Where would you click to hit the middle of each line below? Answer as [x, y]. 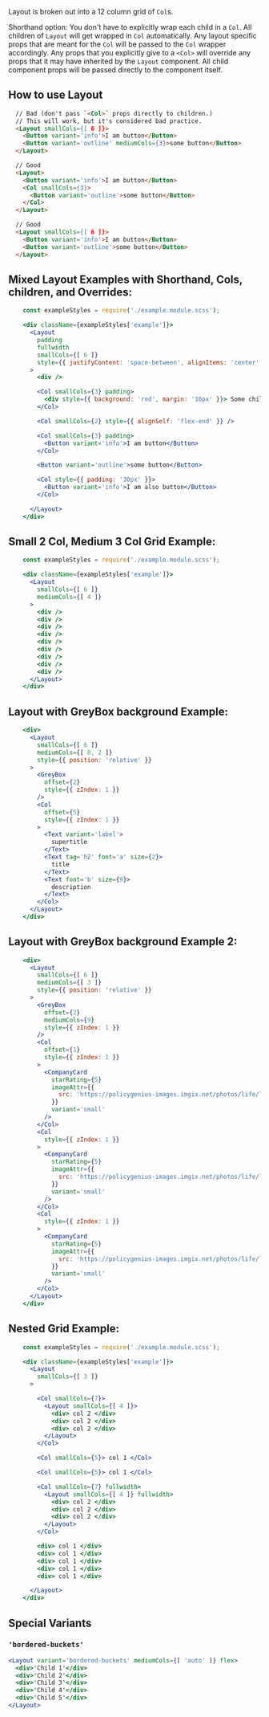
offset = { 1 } [62, 1050]
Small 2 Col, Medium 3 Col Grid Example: [112, 542]
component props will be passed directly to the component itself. [115, 70]
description [71, 887]
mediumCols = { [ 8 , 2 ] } [75, 752]
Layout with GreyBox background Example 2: [123, 942]
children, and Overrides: [70, 292]
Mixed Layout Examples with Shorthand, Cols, [125, 279]
